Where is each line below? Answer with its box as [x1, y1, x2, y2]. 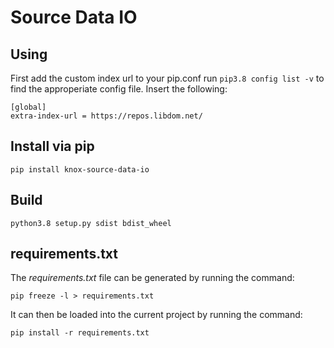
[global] [10, 102, 47, 112]
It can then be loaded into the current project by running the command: [10, 309, 303, 321]
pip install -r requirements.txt [10, 328, 150, 338]
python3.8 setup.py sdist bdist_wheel [10, 218, 172, 228]
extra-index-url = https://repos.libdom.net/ [10, 111, 203, 121]
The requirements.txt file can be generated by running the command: [10, 272, 295, 284]
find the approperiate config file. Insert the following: [10, 83, 228, 95]
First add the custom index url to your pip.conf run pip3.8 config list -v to [10, 72, 325, 84]
